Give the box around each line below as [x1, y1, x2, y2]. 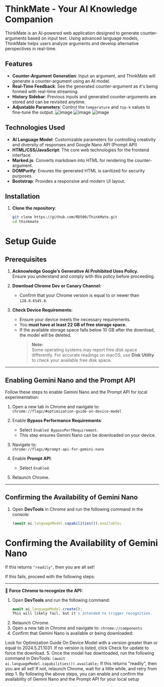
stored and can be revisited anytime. [12, 99, 86, 105]
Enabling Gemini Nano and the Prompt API [5, 376, 136, 384]
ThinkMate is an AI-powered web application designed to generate [5, 30, 140, 36]
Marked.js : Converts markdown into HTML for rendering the [12, 157, 134, 163]
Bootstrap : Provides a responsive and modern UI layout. [12, 178, 125, 184]
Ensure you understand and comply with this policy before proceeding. [12, 273, 155, 280]
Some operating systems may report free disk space [31, 347, 138, 353]
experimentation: [5, 394, 39, 400]
